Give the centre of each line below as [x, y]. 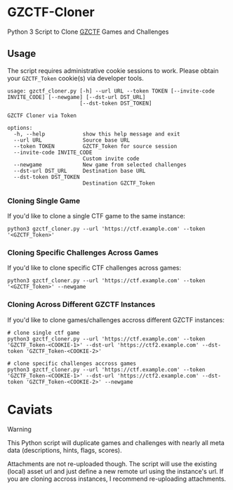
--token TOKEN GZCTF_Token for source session [95, 146]
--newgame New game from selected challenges [100, 165]
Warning [19, 429]
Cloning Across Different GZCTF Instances [81, 305]
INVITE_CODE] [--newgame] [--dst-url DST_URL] [76, 97]
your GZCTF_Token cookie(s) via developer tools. [75, 78]
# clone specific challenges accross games [72, 363]
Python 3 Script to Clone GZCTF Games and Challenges [88, 32]
